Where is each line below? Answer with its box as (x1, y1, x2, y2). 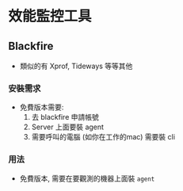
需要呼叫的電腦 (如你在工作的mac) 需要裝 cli (31, 132, 176, 142)
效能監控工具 (8, 7, 93, 25)
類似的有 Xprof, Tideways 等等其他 (19, 61, 133, 71)
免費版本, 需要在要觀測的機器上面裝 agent (19, 174, 155, 183)
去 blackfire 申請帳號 (31, 113, 99, 122)
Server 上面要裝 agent (31, 122, 105, 132)
